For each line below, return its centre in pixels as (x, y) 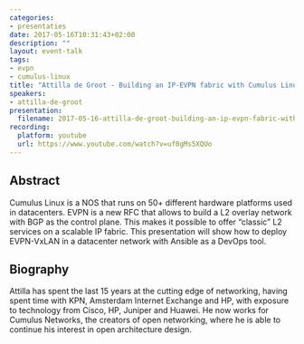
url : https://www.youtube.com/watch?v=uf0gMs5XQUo (115, 144)
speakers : (28, 93)
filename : (36, 119)
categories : (32, 18)
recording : (30, 128)
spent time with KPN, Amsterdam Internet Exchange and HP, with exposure (149, 301)
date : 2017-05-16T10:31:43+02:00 (72, 34)
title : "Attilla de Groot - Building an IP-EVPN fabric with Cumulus (143, 85)
